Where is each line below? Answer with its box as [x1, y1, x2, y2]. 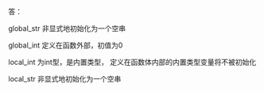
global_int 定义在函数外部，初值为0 [8, 40, 123, 50]
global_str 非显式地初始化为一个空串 [8, 24, 126, 33]
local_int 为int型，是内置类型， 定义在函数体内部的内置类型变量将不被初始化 [8, 58, 257, 66]
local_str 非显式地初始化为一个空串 [8, 74, 122, 83]
